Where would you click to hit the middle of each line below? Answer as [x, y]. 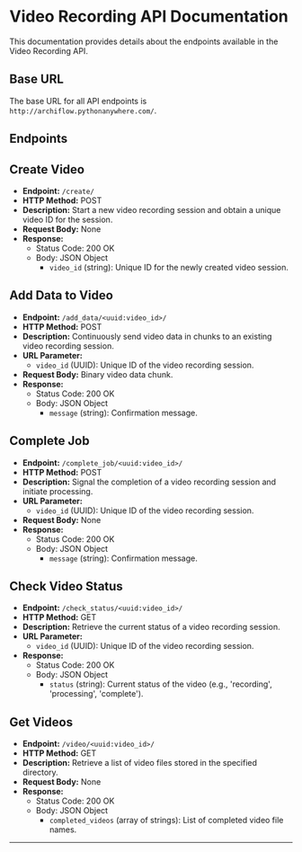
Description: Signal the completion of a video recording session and [149, 482]
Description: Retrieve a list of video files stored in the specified [140, 763]
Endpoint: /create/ [58, 191]
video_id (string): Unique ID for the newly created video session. [169, 267]
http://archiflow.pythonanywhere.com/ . [83, 111]
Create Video [47, 169]
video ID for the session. [67, 219]
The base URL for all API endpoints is [78, 101]
